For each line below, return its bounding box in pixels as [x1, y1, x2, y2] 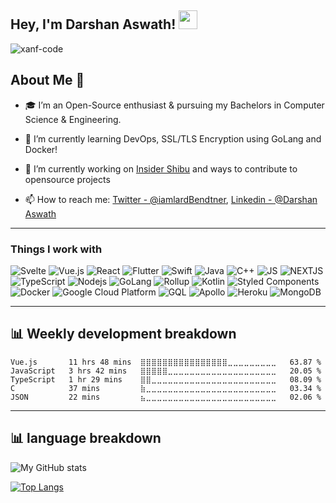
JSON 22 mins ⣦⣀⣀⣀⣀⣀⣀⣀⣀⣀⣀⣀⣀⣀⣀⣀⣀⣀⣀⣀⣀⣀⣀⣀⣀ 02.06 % [10, 392, 322, 402]
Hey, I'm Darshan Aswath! [10, 16, 177, 33]
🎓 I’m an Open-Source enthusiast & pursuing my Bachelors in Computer [24, 99, 325, 111]
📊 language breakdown [10, 430, 162, 447]
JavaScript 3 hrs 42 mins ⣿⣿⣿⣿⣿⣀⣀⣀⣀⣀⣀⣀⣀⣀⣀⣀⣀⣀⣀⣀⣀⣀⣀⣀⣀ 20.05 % [10, 366, 322, 376]
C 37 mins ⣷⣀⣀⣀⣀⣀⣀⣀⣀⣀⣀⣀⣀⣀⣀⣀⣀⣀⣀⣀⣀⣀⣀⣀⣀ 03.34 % [10, 383, 322, 393]
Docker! [24, 143, 58, 155]
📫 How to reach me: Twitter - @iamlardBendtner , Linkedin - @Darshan [24, 193, 318, 205]
